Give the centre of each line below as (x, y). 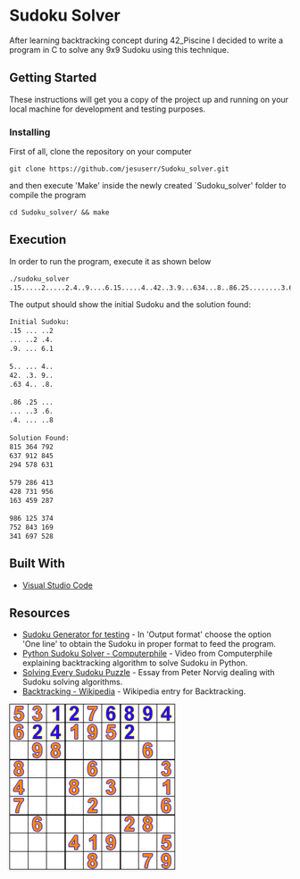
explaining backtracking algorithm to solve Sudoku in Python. (135, 663)
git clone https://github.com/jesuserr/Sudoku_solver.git (119, 169)
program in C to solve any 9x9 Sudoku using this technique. (119, 49)
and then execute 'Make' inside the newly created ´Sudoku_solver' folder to (148, 186)
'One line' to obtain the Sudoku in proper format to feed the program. (149, 644)
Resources (40, 613)
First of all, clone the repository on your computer (100, 152)
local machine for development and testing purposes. (108, 109)
